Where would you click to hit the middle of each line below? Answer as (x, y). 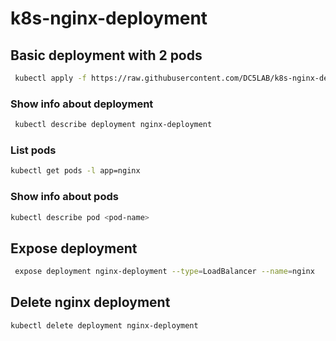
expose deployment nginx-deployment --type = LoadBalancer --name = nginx (164, 272)
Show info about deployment (82, 104)
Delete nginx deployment (90, 302)
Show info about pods (64, 197)
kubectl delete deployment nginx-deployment (104, 325)
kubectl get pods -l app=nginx (75, 171)
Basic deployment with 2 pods (106, 55)
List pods (33, 150)
